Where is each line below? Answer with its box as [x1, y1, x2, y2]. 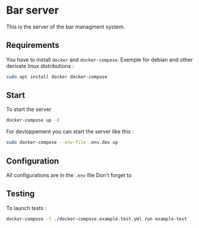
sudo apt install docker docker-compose [6, 73, 108, 80]
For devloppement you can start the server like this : [6, 128, 134, 135]
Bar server [6, 4, 59, 17]
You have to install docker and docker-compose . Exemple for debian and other [6, 56, 193, 63]
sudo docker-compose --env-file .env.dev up [6, 140, 118, 146]
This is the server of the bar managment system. [6, 23, 125, 30]
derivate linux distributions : [6, 62, 74, 69]
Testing [6, 189, 35, 199]
